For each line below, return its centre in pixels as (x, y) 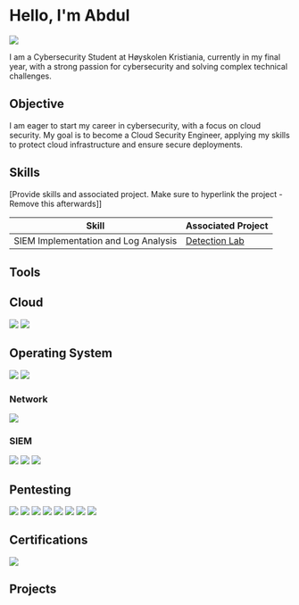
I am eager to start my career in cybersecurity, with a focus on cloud (135, 125)
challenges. (30, 76)
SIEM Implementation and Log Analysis (96, 240)
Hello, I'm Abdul (70, 16)
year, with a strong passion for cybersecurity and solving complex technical (149, 66)
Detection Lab (215, 240)
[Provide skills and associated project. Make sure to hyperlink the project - (146, 194)
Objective (37, 104)
